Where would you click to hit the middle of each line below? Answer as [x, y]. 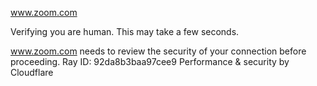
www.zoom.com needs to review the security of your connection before [158, 51]
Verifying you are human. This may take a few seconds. [125, 31]
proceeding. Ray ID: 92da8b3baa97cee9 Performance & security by [150, 61]
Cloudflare [32, 72]
